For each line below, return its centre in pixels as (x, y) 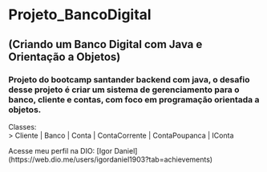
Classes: (22, 126)
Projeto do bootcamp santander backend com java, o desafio (129, 79)
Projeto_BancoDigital (80, 15)
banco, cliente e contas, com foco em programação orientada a (134, 99)
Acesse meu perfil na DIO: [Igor (61, 150)
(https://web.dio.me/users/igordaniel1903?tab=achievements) (111, 159)
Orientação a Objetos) (65, 56)
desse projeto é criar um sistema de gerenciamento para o (124, 90)
